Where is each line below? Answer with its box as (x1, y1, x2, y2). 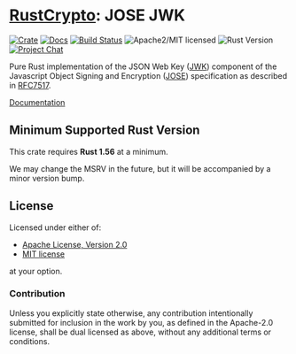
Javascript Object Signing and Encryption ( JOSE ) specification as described (9, 70, 288, 81)
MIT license (21, 249, 65, 259)
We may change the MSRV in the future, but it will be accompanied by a (9, 163, 271, 173)
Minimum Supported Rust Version (9, 123, 200, 138)
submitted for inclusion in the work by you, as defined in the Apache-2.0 (9, 317, 273, 327)
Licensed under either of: (9, 222, 102, 233)
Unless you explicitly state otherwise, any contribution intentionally (9, 307, 253, 319)
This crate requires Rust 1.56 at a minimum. (9, 146, 168, 157)
